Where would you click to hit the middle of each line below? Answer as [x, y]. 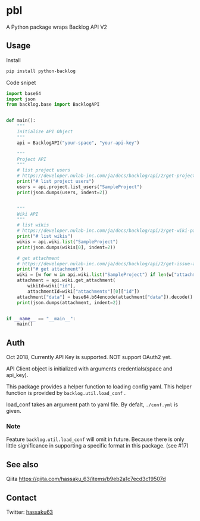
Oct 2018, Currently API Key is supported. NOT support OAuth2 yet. [89, 357]
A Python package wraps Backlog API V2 [57, 27]
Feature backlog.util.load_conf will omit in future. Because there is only [95, 439]
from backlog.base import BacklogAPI [53, 105]
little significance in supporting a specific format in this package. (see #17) [97, 446]
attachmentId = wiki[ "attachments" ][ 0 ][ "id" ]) [84, 291]
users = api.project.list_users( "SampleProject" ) [80, 187]
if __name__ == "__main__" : [41, 318]
